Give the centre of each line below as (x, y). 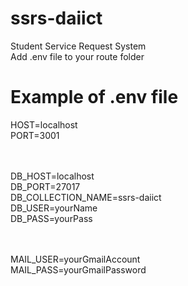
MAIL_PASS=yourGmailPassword (78, 269)
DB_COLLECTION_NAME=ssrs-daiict (86, 197)
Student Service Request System (78, 46)
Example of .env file (94, 97)
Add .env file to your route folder (77, 56)
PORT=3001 (35, 135)
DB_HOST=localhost (52, 176)
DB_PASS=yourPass (51, 218)
